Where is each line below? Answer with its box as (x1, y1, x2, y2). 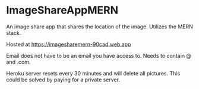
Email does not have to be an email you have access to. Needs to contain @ (6, 52, 192, 59)
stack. (6, 29, 21, 36)
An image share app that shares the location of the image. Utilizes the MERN (6, 23, 193, 30)
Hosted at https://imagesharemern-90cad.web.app (6, 41, 131, 48)
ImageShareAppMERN (6, 4, 119, 17)
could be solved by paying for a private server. (6, 76, 121, 83)
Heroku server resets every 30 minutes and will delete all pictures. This (6, 70, 181, 77)
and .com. (6, 58, 31, 65)
